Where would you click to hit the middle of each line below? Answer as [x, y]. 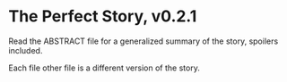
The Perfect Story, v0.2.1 [103, 16]
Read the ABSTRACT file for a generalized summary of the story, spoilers [143, 41]
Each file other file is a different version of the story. [104, 68]
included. [26, 50]
